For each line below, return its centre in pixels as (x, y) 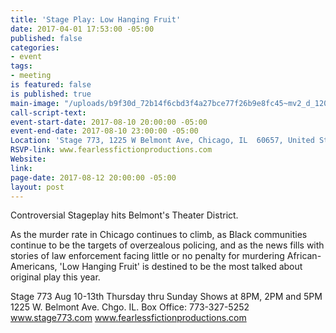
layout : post (37, 187)
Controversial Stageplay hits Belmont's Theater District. (124, 215)
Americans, (34, 267)
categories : (35, 47)
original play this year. (55, 277)
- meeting (31, 76)
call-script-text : (48, 112)
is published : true (51, 94)
